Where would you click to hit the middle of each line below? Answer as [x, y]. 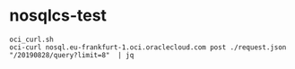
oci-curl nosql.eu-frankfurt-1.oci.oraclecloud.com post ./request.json [148, 47]
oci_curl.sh [31, 39]
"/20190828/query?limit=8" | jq [72, 55]
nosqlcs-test [58, 16]
